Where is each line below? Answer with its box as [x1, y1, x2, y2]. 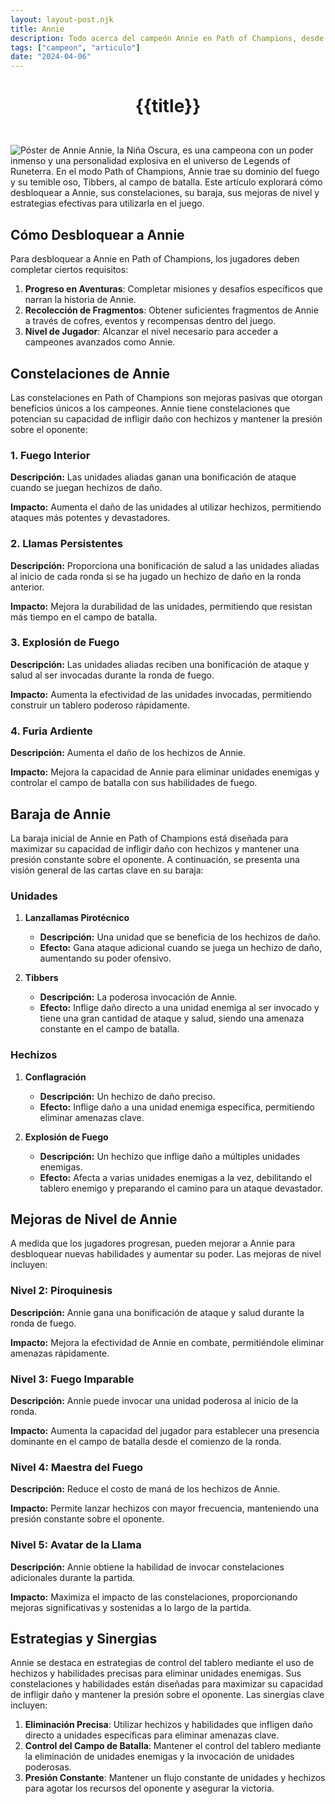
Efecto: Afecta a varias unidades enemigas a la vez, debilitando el [39, 1171, 313, 1183]
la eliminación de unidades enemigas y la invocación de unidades [24, 1751, 295, 1763]
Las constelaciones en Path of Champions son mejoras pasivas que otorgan [10, 391, 323, 403]
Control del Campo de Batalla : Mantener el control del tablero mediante [24, 1740, 322, 1752]
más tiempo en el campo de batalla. [10, 611, 158, 623]
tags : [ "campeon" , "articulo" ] [10, 42, 141, 53]
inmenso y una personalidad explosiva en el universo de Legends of [10, 155, 291, 167]
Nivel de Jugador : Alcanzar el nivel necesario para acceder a [24, 326, 279, 338]
